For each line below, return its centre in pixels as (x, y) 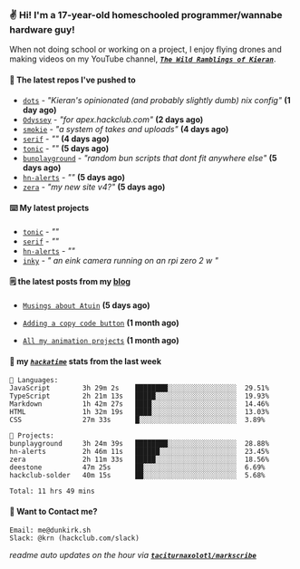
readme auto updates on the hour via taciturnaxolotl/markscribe (133, 555)
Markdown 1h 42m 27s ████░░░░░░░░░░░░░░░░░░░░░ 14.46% (140, 404)
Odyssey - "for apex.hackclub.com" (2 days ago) (113, 119)
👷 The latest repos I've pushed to (73, 80)
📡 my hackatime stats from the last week (85, 361)
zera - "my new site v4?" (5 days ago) (94, 187)
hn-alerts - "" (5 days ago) (73, 177)
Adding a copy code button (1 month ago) (101, 323)
